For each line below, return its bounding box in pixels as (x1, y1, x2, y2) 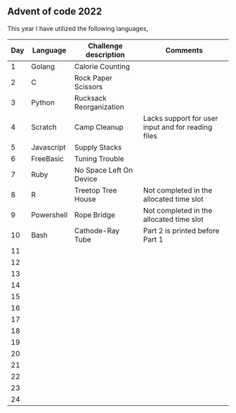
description (85, 49, 125, 59)
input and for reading (143, 122, 213, 132)
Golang (31, 61, 55, 71)
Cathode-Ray (74, 225, 120, 235)
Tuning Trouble (74, 154, 124, 164)
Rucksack (74, 93, 107, 103)
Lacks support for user (143, 113, 218, 123)
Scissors (74, 81, 103, 91)
